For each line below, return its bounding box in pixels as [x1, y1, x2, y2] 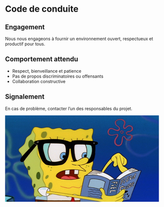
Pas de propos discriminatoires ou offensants [12, 73, 103, 79]
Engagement [5, 23, 45, 31]
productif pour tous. [5, 41, 45, 47]
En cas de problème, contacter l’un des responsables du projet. [5, 105, 133, 111]
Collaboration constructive [12, 78, 66, 84]
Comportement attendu [5, 55, 79, 63]
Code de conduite [5, 3, 79, 15]
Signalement [5, 93, 45, 101]
